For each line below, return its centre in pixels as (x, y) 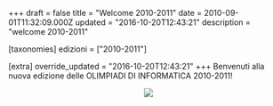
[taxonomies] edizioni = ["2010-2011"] (78, 49)
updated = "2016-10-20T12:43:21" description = (163, 22)
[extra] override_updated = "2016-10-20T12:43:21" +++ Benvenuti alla (136, 66)
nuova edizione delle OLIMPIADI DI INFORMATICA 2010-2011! (120, 76)
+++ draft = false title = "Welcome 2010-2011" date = (105, 13)
